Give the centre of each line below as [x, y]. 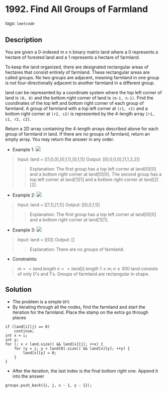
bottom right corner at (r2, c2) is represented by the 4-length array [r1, [80, 114]
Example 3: [24, 230]
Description [24, 40]
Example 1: [23, 149]
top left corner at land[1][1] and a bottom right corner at [86, 179]
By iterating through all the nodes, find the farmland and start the [79, 307]
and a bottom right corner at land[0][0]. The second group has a [96, 174]
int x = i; [16, 335]
